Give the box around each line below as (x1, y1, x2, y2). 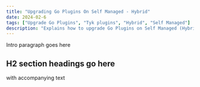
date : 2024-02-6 (6, 14, 46, 20)
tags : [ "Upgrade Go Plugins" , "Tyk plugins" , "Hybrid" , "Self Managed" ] (6, 20, 190, 25)
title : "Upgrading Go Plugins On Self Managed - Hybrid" (6, 8, 151, 15)
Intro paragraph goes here (6, 41, 71, 49)
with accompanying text (6, 75, 65, 82)
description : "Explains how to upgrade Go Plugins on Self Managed (6, 25, 177, 31)
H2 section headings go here (6, 59, 115, 69)
